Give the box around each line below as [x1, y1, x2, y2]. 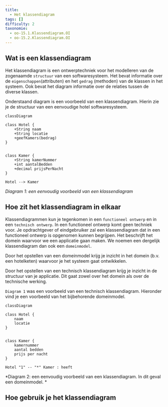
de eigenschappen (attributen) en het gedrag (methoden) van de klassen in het [5, 78, 163, 84]
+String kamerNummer [14, 157, 57, 162]
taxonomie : [5, 26, 28, 31]
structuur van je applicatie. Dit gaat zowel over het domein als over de [5, 273, 149, 279]
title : [5, 7, 19, 13]
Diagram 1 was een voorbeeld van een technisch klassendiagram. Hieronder [5, 288, 162, 294]
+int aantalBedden [14, 162, 52, 167]
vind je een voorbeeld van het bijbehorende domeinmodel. [5, 293, 126, 299]
